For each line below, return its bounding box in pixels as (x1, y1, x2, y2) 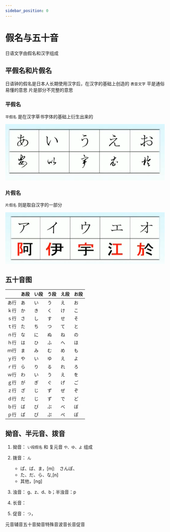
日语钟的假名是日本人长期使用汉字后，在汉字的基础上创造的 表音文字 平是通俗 (5, 81, 165, 87)
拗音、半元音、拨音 (5, 429, 65, 438)
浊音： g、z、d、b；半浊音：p (12, 489, 76, 495)
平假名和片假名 (5, 66, 52, 75)
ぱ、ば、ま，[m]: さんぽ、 (20, 465, 77, 472)
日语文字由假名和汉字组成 (5, 50, 59, 56)
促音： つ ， (12, 510, 36, 516)
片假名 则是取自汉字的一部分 (5, 202, 62, 208)
